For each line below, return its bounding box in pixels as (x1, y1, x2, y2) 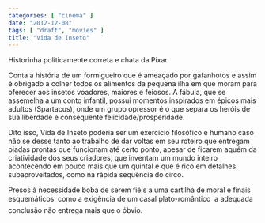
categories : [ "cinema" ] (8, 11, 93, 20)
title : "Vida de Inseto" (8, 33, 90, 42)
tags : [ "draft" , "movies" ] (8, 26, 104, 34)
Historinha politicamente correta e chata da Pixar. (8, 55, 169, 65)
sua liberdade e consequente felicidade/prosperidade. (8, 112, 185, 123)
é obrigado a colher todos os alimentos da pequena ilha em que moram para (8, 79, 257, 89)
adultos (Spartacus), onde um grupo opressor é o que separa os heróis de (8, 104, 251, 114)
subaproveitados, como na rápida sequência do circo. (8, 170, 184, 180)
